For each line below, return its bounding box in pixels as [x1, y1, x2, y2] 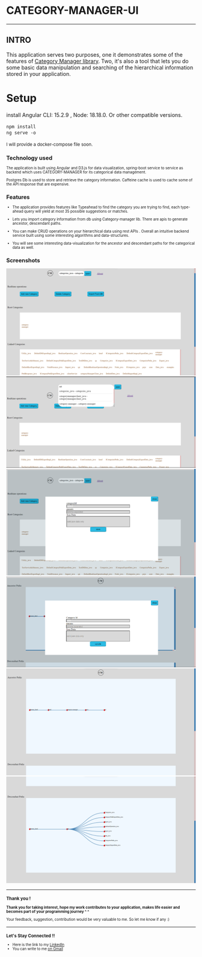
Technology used [6, 154, 53, 162]
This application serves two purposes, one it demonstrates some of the [6, 51, 183, 58]
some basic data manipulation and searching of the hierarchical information [6, 64, 194, 71]
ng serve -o [6, 130, 36, 136]
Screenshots [6, 257, 40, 264]
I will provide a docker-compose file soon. [6, 141, 93, 148]
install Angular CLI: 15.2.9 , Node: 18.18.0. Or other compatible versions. [6, 111, 183, 118]
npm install [6, 124, 36, 130]
